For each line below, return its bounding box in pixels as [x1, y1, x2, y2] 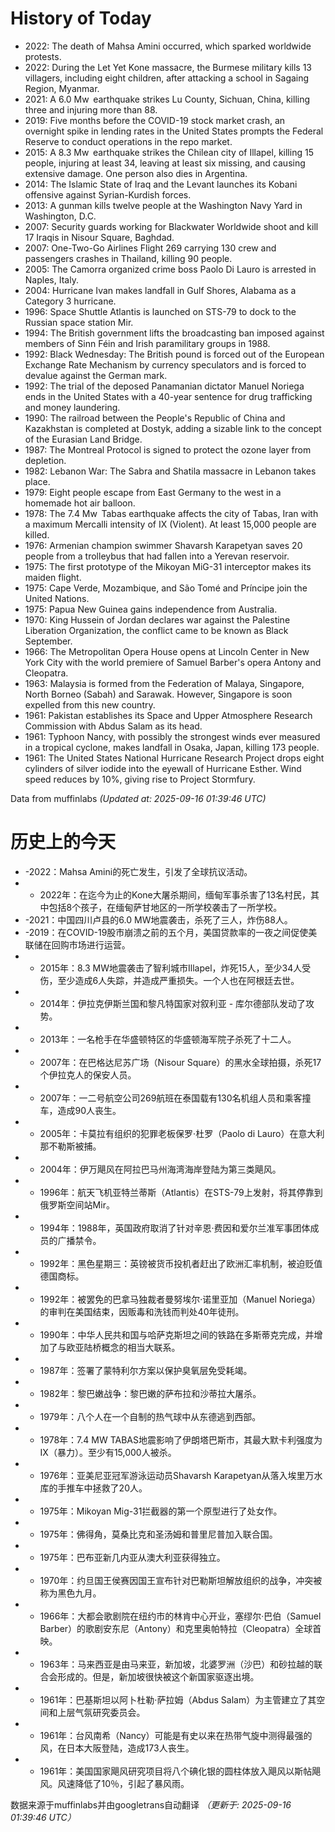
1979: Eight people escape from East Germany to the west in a [24, 486, 282, 498]
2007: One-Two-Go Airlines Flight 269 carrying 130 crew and [24, 242, 277, 254]
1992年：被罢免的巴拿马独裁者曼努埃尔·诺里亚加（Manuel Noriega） [39, 1293, 322, 1305]
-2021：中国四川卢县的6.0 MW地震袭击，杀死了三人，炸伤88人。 [24, 913, 293, 926]
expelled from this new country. [24, 698, 156, 711]
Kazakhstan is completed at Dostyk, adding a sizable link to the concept [24, 422, 322, 434]
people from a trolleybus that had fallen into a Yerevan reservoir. [24, 550, 290, 562]
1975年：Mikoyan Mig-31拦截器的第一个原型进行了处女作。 [39, 1505, 283, 1517]
